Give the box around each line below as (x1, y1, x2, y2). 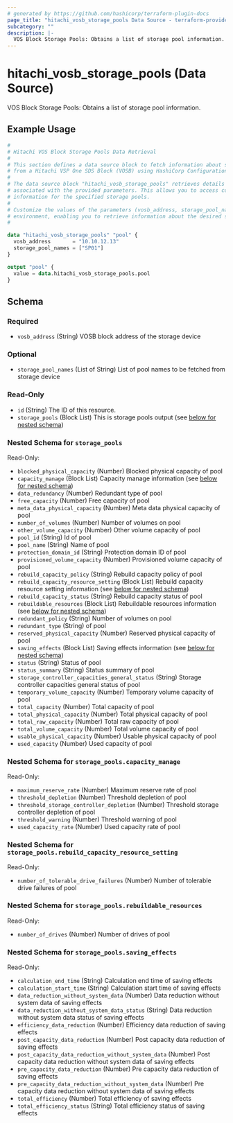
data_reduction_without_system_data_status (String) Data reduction (17, 1006, 212, 1014)
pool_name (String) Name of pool (17, 540, 110, 548)
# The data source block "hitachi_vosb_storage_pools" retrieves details (7, 181, 225, 188)
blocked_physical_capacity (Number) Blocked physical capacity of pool (17, 467, 223, 475)
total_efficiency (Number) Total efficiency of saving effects (17, 1095, 192, 1103)
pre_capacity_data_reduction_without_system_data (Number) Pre (17, 1079, 205, 1088)
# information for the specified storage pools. (7, 193, 150, 200)
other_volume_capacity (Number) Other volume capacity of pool (17, 525, 201, 534)
